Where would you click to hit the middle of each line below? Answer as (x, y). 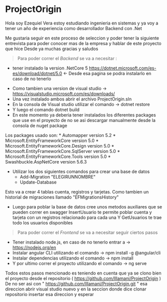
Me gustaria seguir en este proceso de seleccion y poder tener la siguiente (82, 38)
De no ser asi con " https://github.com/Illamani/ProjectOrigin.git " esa (77, 283)
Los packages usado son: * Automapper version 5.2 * (61, 135)
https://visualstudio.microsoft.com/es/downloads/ (64, 93)
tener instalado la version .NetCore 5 (50, 68)
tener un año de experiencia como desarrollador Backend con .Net (74, 28)
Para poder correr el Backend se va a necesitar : (67, 58)
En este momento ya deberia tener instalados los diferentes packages (84, 115)
